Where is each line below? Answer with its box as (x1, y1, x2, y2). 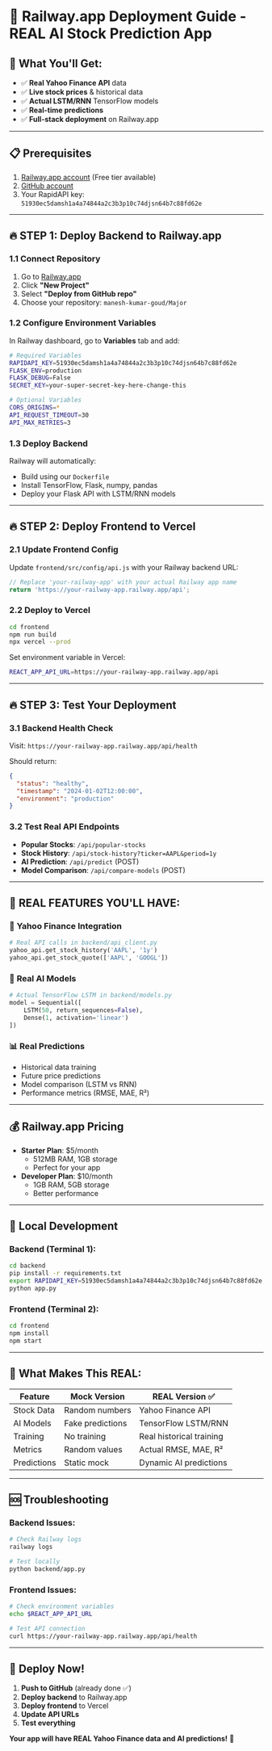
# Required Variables (9, 351, 82, 359)
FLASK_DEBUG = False (9, 374, 71, 382)
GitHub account (20, 181, 73, 191)
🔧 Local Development (9, 1220, 119, 1233)
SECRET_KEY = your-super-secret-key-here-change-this (9, 381, 186, 390)
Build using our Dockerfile (20, 472, 110, 481)
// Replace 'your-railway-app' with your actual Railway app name (9, 577, 237, 586)
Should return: (9, 756, 57, 766)
